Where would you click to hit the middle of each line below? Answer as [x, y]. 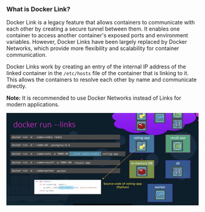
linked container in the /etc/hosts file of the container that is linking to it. [98, 73]
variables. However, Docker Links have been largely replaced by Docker [97, 42]
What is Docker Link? [38, 9]
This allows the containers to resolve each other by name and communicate [102, 80]
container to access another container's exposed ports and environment [97, 35]
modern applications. [33, 104]
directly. [16, 86]
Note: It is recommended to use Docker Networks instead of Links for [94, 98]
